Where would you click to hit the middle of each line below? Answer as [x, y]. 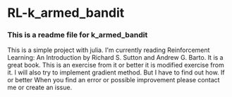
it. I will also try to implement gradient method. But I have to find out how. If [116, 72]
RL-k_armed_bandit [66, 13]
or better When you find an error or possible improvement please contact [114, 80]
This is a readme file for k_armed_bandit [78, 35]
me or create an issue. [40, 88]
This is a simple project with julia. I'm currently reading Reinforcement [109, 50]
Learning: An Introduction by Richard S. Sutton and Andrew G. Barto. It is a [115, 58]
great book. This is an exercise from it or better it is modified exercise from [116, 65]
